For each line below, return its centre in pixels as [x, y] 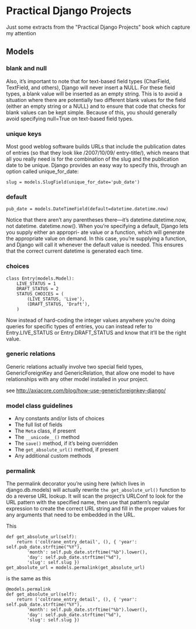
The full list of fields [38, 425]
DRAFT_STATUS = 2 [38, 288]
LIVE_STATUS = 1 [37, 283]
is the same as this [29, 579]
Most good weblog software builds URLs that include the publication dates [96, 146]
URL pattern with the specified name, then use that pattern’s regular [88, 502]
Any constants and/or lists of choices [59, 419]
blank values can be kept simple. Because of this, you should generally [92, 112]
